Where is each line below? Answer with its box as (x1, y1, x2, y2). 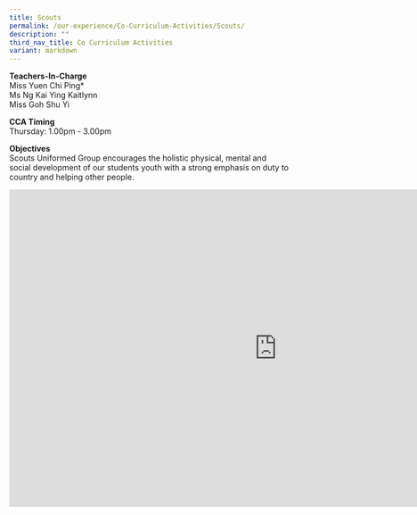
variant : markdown (9, 46, 78, 55)
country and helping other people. (9, 171, 135, 183)
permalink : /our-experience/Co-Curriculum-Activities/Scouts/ (9, 21, 245, 30)
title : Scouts (9, 12, 62, 22)
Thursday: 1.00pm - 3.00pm (9, 126, 112, 137)
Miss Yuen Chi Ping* (9, 80, 85, 91)
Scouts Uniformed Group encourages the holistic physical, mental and (9, 153, 267, 163)
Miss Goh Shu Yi (9, 99, 69, 110)
